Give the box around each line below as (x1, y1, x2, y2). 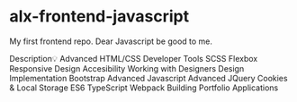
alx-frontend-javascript (9, 6, 190, 27)
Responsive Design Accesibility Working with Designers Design (9, 63, 245, 73)
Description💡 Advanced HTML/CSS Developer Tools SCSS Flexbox (9, 53, 258, 64)
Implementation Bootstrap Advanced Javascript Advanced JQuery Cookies (9, 72, 288, 83)
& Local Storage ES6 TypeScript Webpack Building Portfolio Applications (9, 82, 279, 93)
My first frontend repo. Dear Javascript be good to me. (9, 36, 213, 47)
